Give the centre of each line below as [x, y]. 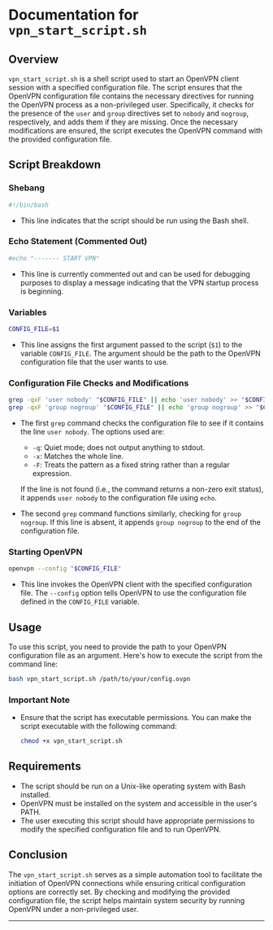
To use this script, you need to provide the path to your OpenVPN [118, 646]
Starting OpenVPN [45, 552]
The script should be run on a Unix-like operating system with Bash [133, 786]
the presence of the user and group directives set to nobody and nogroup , [129, 113]
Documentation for [74, 15]
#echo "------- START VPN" [54, 258]
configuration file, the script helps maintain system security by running [127, 900]
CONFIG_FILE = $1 [34, 330]
